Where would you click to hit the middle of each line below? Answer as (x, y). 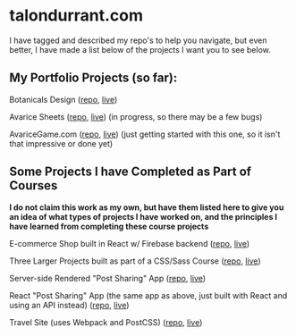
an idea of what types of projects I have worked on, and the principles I (144, 216)
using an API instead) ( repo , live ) (69, 305)
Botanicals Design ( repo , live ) (63, 99)
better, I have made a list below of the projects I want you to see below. (140, 49)
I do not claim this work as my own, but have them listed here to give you (147, 207)
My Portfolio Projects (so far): (93, 78)
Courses (34, 185)
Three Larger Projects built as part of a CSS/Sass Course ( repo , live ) (135, 261)
